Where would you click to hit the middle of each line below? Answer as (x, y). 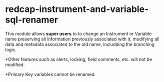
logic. (11, 49)
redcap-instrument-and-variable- (77, 9)
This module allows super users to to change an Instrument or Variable (78, 33)
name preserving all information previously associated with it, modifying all (82, 39)
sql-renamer (32, 20)
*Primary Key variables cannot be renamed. (50, 74)
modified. (15, 64)
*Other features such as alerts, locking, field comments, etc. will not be (79, 59)
